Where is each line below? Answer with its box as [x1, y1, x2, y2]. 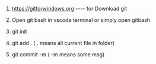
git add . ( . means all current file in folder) [11, 40, 114, 46]
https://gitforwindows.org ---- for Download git [11, 5, 128, 12]
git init [11, 28, 27, 35]
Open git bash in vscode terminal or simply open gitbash [11, 17, 150, 23]
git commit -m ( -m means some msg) [11, 51, 105, 58]
